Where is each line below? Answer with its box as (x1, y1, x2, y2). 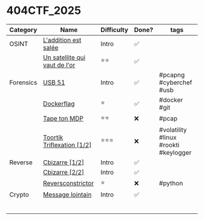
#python (158, 179, 183, 188)
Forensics (9, 78, 38, 87)
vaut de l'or (42, 61, 76, 69)
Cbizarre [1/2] (42, 158, 84, 167)
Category (9, 25, 38, 34)
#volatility (158, 125, 187, 134)
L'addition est (42, 36, 82, 44)
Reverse (9, 158, 33, 167)
